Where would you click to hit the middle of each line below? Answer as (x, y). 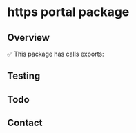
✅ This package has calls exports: (56, 54)
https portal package (68, 12)
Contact (25, 123)
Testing (24, 76)
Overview (29, 38)
